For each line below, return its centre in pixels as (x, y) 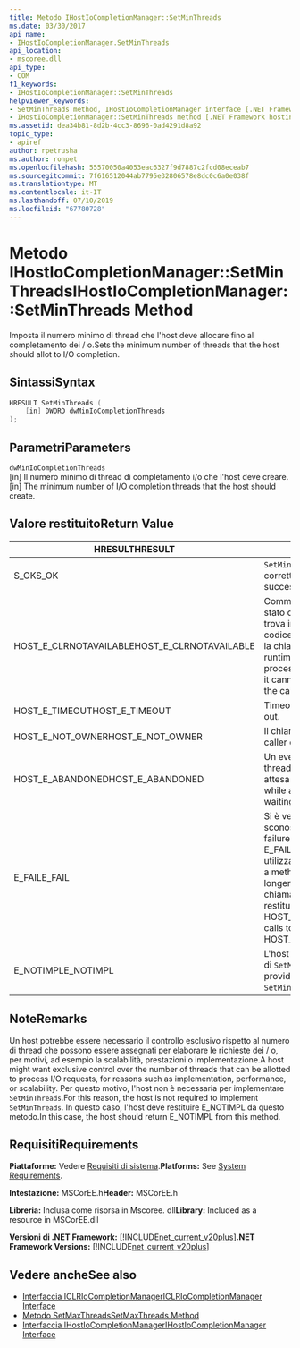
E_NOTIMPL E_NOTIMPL (64, 970)
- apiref (25, 142)
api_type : (28, 68)
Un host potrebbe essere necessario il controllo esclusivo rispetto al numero (150, 1040)
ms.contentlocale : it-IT (55, 192)
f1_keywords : (33, 84)
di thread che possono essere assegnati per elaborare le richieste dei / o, (144, 1050)
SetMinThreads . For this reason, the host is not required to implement (134, 1097)
